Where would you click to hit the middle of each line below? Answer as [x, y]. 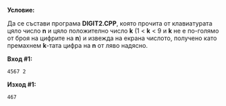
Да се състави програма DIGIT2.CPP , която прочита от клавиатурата [110, 23]
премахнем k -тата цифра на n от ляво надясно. [78, 45]
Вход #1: [20, 59]
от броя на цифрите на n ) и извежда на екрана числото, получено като [112, 38]
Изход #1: [22, 85]
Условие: [21, 10]
